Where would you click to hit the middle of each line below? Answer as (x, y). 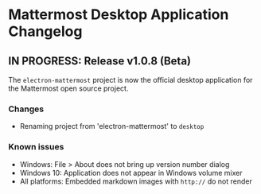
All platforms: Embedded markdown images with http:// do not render (136, 181)
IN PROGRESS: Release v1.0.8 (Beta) (100, 61)
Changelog (45, 31)
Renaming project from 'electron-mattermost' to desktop (112, 126)
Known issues (36, 147)
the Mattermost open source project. (68, 88)
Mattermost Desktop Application (119, 15)
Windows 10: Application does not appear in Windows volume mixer (131, 173)
